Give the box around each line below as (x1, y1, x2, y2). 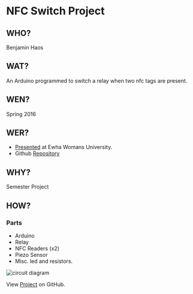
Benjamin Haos (6, 44, 44, 51)
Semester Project (6, 183, 49, 190)
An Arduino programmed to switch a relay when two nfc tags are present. (6, 77, 188, 84)
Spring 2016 (6, 110, 36, 117)
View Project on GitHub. (6, 280, 66, 288)
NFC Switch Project (6, 4, 105, 18)
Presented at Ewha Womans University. (14, 144, 113, 151)
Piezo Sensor (14, 251, 48, 258)
